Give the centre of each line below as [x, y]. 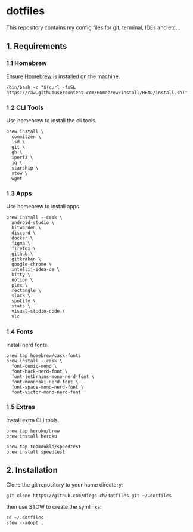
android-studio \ [33, 223]
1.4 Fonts [20, 331]
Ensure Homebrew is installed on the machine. [63, 76]
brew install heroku [32, 436]
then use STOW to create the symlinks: [54, 506]
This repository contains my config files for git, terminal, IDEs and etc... [93, 27]
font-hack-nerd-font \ [40, 371]
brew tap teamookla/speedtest [44, 447]
